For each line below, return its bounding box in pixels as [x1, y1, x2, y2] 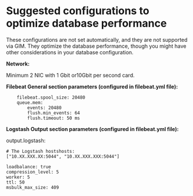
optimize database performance [6, 17, 167, 30]
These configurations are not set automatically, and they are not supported [6, 36, 188, 43]
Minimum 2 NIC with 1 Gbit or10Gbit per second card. [6, 71, 135, 79]
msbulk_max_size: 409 [6, 184, 59, 190]
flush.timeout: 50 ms [27, 115, 81, 121]
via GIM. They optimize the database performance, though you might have [6, 43, 187, 50]
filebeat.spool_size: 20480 [16, 94, 85, 100]
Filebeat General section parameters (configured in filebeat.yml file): [6, 83, 178, 90]
